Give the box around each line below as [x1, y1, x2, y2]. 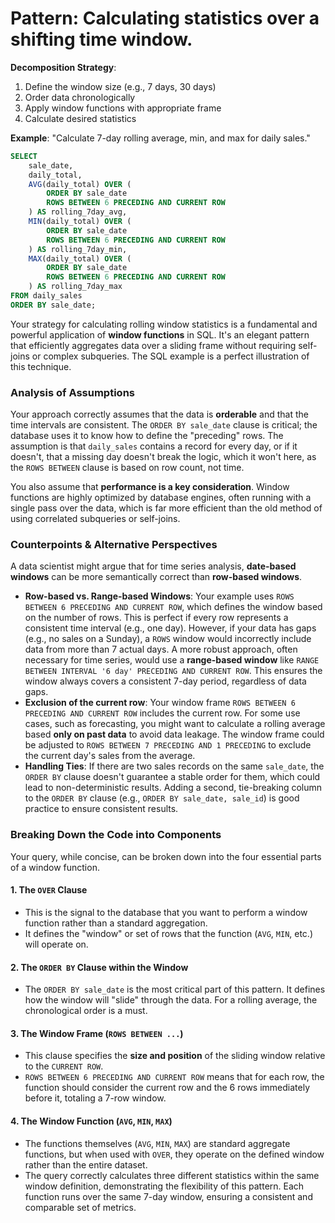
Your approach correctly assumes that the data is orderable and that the [10, 408, 309, 421]
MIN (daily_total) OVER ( [28, 217, 132, 227]
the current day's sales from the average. [24, 750, 196, 762]
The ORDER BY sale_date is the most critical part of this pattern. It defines [24, 983, 326, 996]
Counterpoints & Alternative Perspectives [10, 538, 218, 552]
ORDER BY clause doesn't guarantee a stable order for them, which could [24, 771, 321, 783]
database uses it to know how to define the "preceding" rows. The [10, 430, 284, 442]
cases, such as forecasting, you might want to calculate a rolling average [24, 718, 326, 730]
